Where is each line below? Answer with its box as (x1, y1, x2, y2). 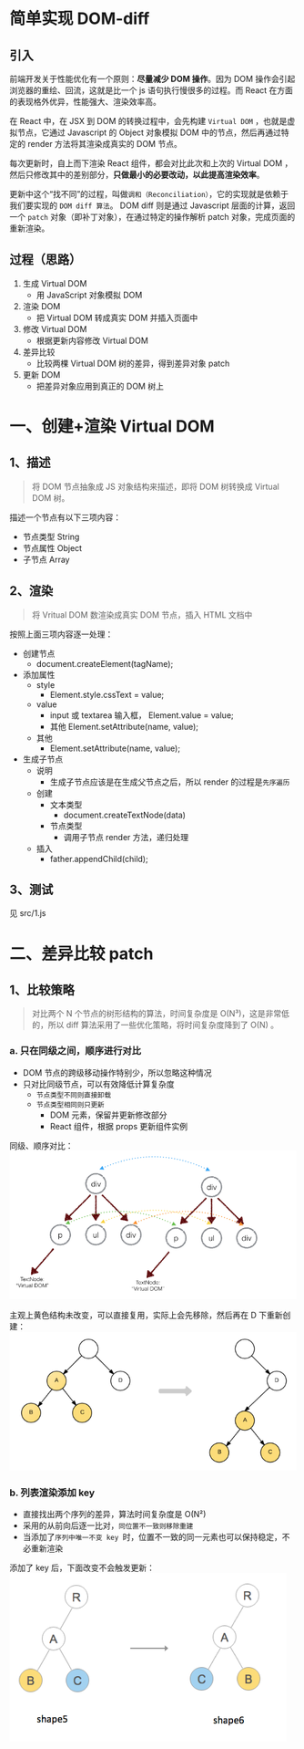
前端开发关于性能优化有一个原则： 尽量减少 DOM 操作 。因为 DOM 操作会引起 (9, 74, 296, 84)
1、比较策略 (9, 983, 76, 998)
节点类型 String (22, 531, 80, 542)
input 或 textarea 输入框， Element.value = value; (49, 709, 234, 721)
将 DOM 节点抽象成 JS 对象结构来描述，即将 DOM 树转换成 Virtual (31, 481, 279, 492)
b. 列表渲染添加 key (9, 1486, 96, 1499)
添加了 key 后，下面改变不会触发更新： (9, 1562, 155, 1574)
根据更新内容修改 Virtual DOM (35, 335, 148, 346)
